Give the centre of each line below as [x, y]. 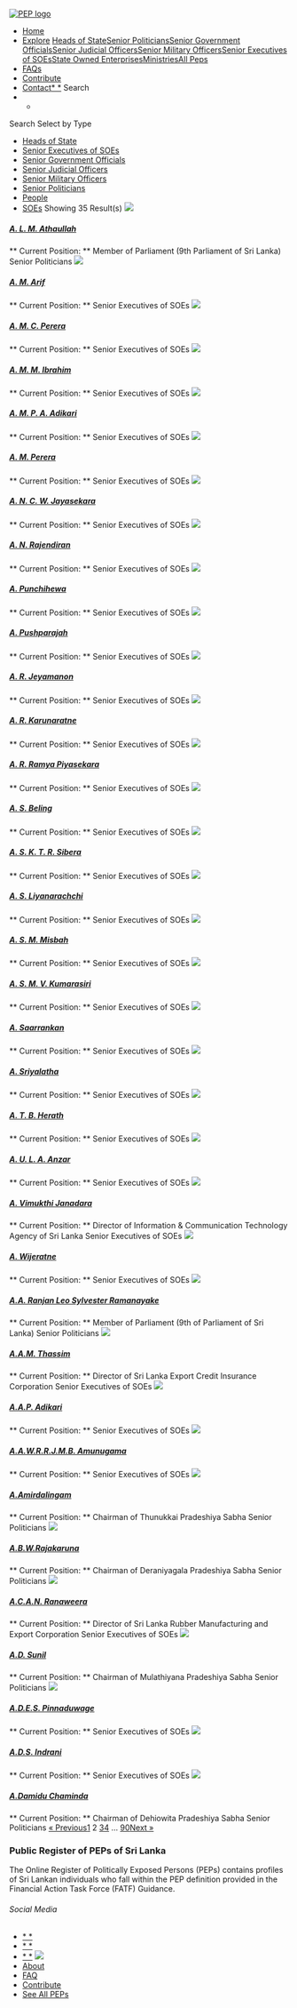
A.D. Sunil [28, 1654]
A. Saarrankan [37, 1028]
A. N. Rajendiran [40, 545]
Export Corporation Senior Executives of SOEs [94, 1635]
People [35, 197]
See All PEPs [45, 1995]
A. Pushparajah [39, 633]
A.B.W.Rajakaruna [44, 1548]
